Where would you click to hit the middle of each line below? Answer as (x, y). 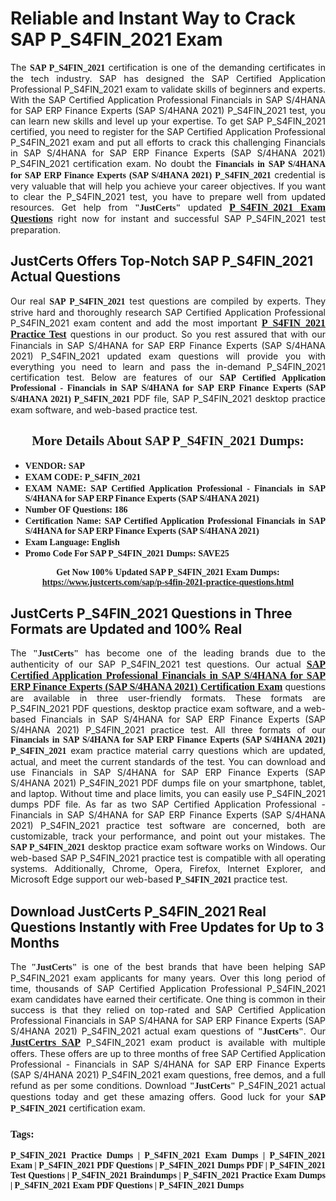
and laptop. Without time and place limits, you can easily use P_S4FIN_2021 (168, 794)
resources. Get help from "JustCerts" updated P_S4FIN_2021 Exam (168, 207)
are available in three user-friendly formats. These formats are (168, 698)
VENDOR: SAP (55, 465)
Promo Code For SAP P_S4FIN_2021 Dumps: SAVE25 (127, 553)
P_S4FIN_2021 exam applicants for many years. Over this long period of (168, 978)
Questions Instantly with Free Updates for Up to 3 (167, 927)
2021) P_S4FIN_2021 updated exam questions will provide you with (168, 356)
